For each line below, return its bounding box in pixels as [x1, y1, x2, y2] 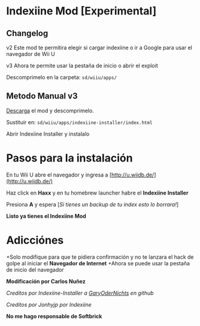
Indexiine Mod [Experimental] [6, 4, 157, 18]
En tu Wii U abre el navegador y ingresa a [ [6, 171, 112, 178]
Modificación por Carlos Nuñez [6, 277, 86, 285]
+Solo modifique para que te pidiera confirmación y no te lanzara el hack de [6, 253, 194, 261]
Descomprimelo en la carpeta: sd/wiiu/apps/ [6, 74, 117, 80]
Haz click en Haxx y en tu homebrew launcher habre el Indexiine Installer [6, 189, 189, 196]
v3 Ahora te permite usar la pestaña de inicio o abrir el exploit [6, 62, 158, 69]
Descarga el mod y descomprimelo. [6, 107, 94, 114]
